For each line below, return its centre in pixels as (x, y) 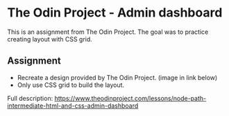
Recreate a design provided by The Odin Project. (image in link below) (117, 77)
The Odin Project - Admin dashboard (115, 13)
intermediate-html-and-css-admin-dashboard (73, 106)
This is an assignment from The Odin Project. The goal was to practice (108, 32)
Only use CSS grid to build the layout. (71, 85)
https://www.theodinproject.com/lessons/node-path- (130, 98)
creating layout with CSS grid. (50, 39)
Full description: (30, 98)
